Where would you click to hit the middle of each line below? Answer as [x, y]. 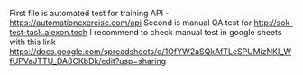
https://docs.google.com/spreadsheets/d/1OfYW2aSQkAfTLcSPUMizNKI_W [150, 52]
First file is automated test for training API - [89, 13]
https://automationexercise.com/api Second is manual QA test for [131, 23]
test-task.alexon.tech [49, 32]
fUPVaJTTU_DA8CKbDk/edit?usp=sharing [88, 61]
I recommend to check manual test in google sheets [186, 32]
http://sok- [274, 23]
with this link [32, 42]
